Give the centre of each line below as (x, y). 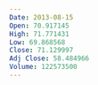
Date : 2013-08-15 (41, 17)
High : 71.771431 (39, 34)
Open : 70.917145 (39, 26)
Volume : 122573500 (43, 67)
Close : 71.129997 (41, 50)
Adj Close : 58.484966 (49, 58)
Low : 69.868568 (37, 42)
